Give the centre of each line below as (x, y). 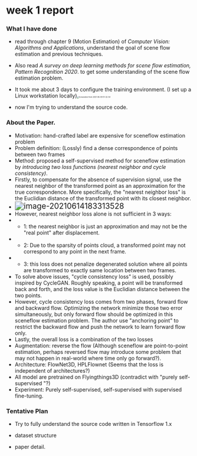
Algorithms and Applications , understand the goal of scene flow (92, 48)
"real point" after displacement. (62, 232)
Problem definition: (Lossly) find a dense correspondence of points (96, 148)
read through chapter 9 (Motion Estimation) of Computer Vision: (92, 41)
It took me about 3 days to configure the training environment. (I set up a (103, 90)
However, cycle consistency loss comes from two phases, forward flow (101, 301)
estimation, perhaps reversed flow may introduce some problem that (98, 351)
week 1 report (40, 10)
